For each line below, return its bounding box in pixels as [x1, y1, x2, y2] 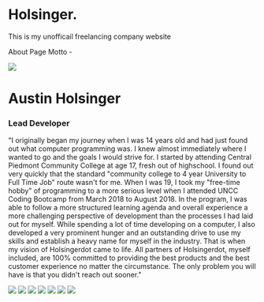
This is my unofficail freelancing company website [8, 32, 172, 41]
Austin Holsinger [8, 89, 121, 108]
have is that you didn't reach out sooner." [8, 270, 142, 280]
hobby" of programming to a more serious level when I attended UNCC [8, 186, 239, 195]
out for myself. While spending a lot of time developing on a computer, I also [8, 220, 256, 229]
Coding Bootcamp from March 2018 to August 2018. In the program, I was [8, 194, 247, 204]
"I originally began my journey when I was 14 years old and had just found [8, 136, 248, 145]
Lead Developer [8, 118, 70, 129]
